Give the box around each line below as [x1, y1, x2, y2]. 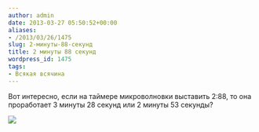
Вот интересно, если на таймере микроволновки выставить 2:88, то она [8, 91, 252, 101]
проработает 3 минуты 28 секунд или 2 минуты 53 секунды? [8, 100, 213, 109]
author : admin [8, 11, 55, 20]
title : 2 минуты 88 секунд [8, 48, 97, 56]
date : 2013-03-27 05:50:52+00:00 [8, 19, 118, 27]
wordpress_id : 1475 [8, 56, 72, 64]
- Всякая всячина [8, 70, 65, 78]
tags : [8, 63, 26, 71]
